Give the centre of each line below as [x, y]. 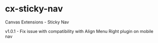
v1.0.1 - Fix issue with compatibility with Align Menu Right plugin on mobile [79, 31]
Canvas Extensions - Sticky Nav [37, 22]
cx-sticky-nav [34, 9]
